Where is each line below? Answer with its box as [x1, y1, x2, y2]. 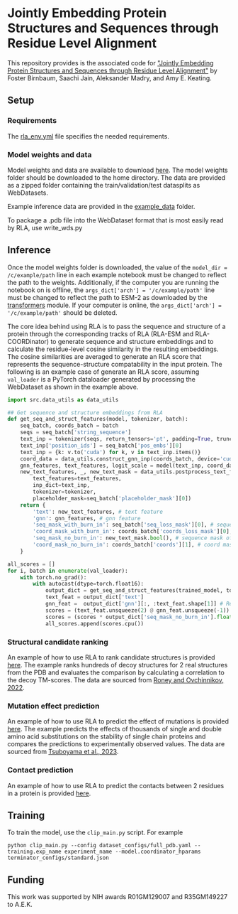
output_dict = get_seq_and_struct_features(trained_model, [45, 587, 223, 594]
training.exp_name [7, 848, 62, 856]
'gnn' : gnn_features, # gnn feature [33, 515, 141, 522]
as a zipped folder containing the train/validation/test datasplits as [7, 181, 200, 189]
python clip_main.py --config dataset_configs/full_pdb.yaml [7, 842, 192, 849]
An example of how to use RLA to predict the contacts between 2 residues [7, 781, 225, 790]
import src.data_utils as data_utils [7, 396, 119, 403]
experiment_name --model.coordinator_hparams [64, 848, 201, 856]
